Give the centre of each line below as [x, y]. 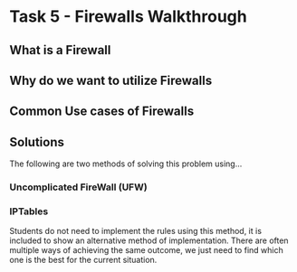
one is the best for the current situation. [83, 260]
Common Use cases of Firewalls [102, 112]
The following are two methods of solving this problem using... [126, 164]
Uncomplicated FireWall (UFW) [78, 187]
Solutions [37, 142]
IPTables [29, 211]
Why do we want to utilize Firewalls [111, 80]
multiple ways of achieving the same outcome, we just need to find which [146, 250]
